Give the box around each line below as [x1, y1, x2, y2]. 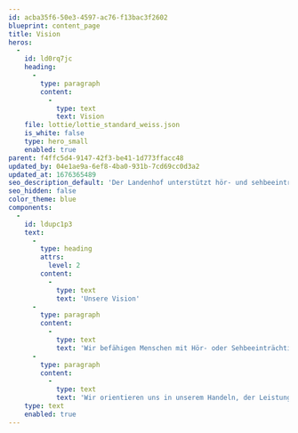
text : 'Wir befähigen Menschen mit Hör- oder [55, 343, 228, 352]
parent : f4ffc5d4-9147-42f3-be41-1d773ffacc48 [8, 153, 184, 163]
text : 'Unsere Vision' [55, 294, 141, 303]
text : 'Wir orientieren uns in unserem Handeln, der [55, 393, 255, 403]
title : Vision [8, 29, 61, 38]
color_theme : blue [8, 195, 77, 204]
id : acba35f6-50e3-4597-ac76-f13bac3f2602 [8, 12, 168, 22]
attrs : [40, 253, 65, 262]
